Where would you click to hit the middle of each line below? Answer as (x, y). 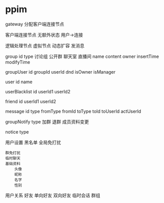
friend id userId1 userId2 (31, 101)
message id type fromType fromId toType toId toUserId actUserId (73, 111)
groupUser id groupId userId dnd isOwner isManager (60, 72)
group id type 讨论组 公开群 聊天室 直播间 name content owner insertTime (82, 56)
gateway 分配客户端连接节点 (35, 24)
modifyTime (18, 62)
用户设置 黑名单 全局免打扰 (33, 142)
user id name (19, 82)
